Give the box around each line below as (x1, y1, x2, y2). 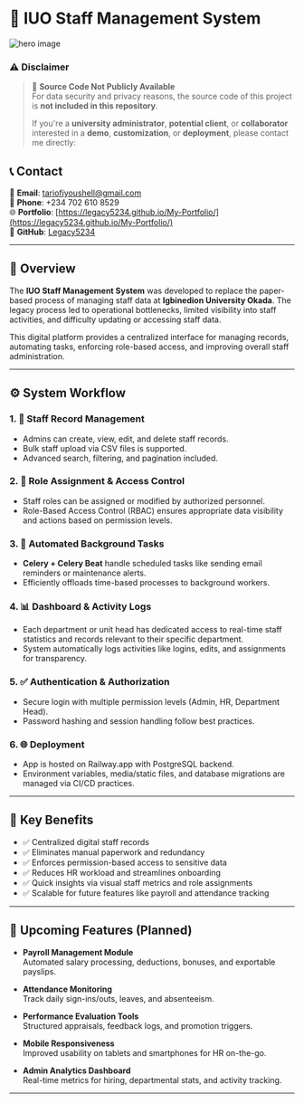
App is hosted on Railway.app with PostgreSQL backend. (22, 759, 235, 770)
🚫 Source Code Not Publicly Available (31, 81, 176, 92)
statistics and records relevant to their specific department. (22, 633, 244, 645)
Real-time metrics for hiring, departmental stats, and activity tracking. (22, 1074, 282, 1085)
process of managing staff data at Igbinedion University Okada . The (34, 294, 291, 306)
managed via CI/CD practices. (22, 778, 135, 789)
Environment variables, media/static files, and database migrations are (22, 768, 285, 779)
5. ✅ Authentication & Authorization (9, 676, 170, 689)
